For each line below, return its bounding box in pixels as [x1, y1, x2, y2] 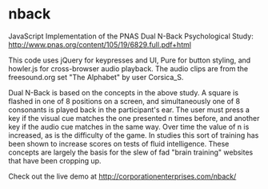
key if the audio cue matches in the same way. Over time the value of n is [8, 122, 250, 131]
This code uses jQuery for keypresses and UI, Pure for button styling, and [8, 55, 251, 65]
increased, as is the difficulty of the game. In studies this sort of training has [8, 130, 259, 140]
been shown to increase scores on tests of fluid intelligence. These [8, 139, 230, 148]
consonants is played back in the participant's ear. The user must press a [8, 105, 250, 115]
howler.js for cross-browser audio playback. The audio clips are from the [8, 63, 249, 73]
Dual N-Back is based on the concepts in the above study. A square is [8, 87, 238, 97]
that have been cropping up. [8, 155, 102, 165]
